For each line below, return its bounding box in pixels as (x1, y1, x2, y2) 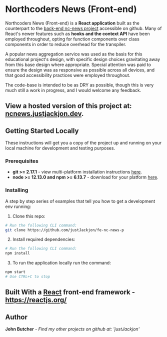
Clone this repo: (12, 213, 45, 219)
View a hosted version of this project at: (5, 101, 132, 110)
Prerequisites (5, 157, 38, 164)
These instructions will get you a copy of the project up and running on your (5, 140, 161, 146)
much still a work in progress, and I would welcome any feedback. (5, 87, 141, 93)
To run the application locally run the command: (12, 260, 111, 266)
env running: (5, 203, 31, 209)
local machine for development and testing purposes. (5, 145, 115, 151)
